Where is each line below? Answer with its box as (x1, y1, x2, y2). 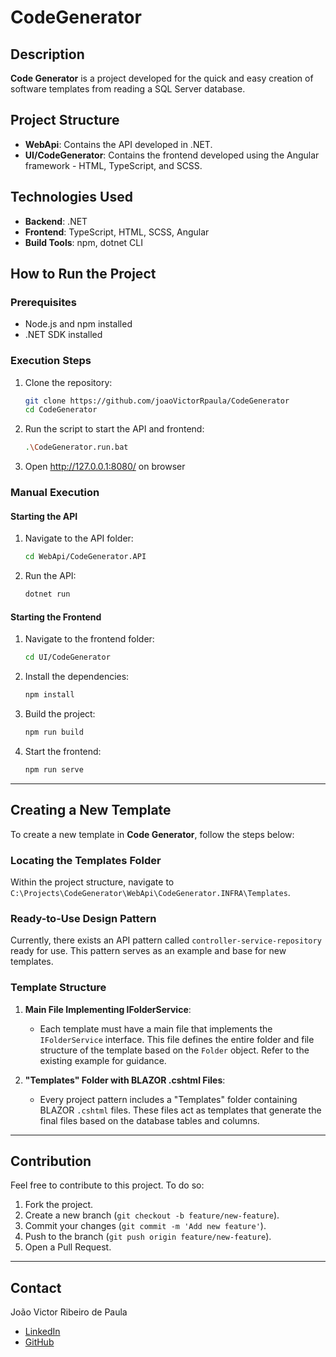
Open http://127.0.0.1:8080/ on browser (24, 461, 186, 473)
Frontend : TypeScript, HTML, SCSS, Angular (24, 226, 210, 238)
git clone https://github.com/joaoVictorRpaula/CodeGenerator (24, 396, 290, 406)
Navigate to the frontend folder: (24, 633, 155, 645)
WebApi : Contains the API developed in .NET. (24, 138, 213, 150)
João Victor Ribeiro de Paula (10, 1306, 128, 1318)
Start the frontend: (24, 745, 102, 757)
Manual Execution (10, 486, 100, 500)
